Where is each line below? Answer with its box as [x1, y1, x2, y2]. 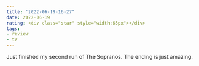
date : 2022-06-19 [6, 14, 51, 20]
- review [6, 31, 29, 37]
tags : [6, 25, 20, 32]
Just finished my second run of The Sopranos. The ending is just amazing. [6, 53, 194, 60]
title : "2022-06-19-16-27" [6, 8, 75, 15]
